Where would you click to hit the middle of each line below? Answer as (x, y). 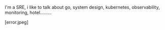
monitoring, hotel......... (28, 12)
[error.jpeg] (17, 22)
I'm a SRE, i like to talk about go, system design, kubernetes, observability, (82, 7)
